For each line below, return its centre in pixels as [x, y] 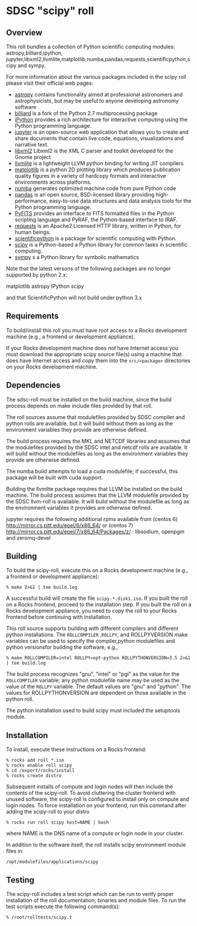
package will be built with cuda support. [54, 477]
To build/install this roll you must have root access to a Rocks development [96, 330]
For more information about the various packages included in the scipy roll [96, 77]
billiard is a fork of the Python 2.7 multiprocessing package [86, 113]
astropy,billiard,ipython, [34, 53]
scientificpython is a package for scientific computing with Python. [96, 238]
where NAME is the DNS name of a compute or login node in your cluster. [95, 834]
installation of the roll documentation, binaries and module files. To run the [96, 900]
